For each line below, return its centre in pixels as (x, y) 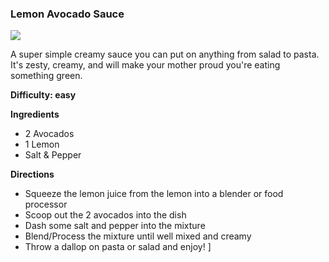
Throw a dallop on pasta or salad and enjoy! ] (118, 247)
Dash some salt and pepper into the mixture (115, 226)
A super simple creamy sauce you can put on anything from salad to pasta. (165, 54)
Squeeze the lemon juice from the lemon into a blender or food (154, 194)
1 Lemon (42, 144)
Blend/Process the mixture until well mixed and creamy (138, 236)
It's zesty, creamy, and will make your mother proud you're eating (145, 65)
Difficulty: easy (43, 95)
